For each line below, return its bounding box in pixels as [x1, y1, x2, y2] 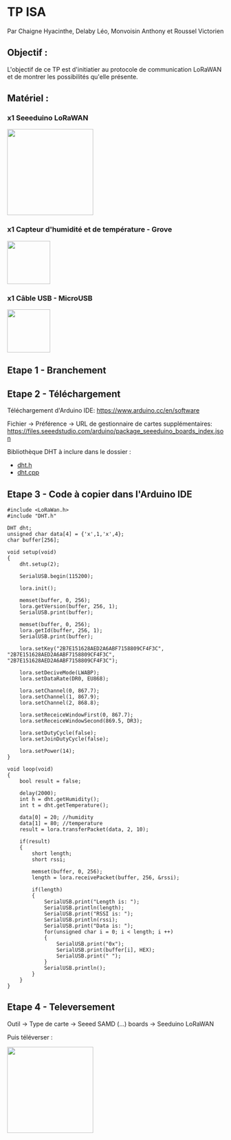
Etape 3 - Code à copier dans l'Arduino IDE [7, 488, 192, 500]
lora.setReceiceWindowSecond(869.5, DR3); [19, 718, 143, 725]
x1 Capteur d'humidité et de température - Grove [7, 225, 173, 234]
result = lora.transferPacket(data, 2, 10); [19, 826, 149, 833]
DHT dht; [7, 525, 32, 532]
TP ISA [7, 4, 47, 20]
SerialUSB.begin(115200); [19, 573, 94, 580]
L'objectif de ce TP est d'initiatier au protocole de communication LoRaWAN [7, 65, 222, 73]
